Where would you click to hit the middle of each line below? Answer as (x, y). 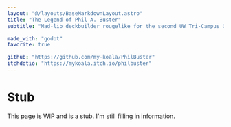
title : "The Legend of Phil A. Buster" (64, 20)
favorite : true (29, 45)
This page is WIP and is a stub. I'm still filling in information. (91, 116)
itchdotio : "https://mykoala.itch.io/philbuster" (80, 63)
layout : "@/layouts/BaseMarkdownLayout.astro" (75, 13)
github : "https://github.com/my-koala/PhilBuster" (81, 57)
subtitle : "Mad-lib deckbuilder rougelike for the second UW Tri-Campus (113, 26)
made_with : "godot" (35, 38)
